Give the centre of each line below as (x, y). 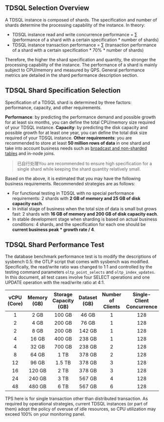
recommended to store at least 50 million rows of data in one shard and (78, 143)
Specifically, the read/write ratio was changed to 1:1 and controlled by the (79, 267)
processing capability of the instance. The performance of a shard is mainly (81, 65)
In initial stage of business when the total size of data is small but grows (84, 209)
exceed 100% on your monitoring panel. (45, 414)
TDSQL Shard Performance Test (55, 245)
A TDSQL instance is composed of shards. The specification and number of (81, 20)
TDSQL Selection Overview (47, 8)
